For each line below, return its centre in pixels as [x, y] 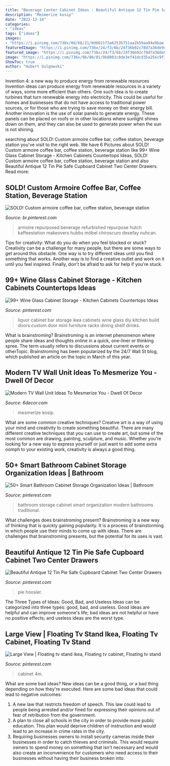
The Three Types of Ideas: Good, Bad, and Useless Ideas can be [73, 602]
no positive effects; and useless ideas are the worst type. [65, 618]
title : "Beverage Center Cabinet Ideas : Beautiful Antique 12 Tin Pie [82, 10]
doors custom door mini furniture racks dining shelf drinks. [79, 325]
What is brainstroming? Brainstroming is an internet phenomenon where [80, 335]
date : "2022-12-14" [26, 19]
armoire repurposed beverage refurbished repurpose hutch [79, 227]
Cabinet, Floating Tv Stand [48, 642]
